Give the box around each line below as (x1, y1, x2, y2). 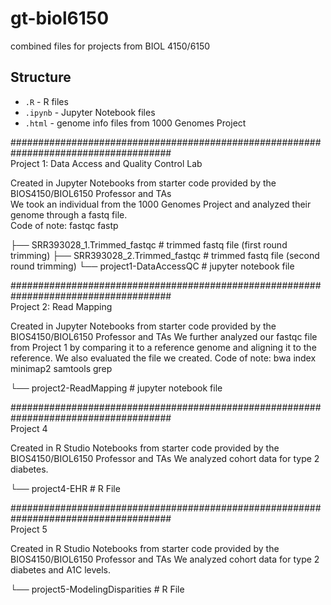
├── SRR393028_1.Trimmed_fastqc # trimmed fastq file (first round (10, 238, 288, 251)
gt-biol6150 (10, 7, 110, 30)
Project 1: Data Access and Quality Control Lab (10, 157, 203, 169)
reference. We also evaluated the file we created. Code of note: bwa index (10, 352, 317, 364)
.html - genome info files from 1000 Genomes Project (24, 117, 247, 129)
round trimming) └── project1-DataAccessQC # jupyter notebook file (10, 260, 295, 272)
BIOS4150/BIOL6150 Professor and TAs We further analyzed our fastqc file (10, 330, 318, 342)
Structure (10, 69, 72, 86)
